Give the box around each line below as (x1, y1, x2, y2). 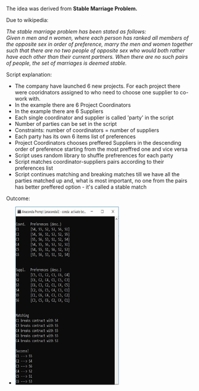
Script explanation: (6, 71, 52, 78)
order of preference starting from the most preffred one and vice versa (14, 145, 188, 152)
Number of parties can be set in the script (14, 120, 117, 127)
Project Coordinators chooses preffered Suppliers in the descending (14, 139, 182, 146)
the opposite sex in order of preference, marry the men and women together (6, 41, 193, 47)
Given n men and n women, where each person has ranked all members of (6, 34, 189, 41)
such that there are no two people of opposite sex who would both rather (6, 47, 185, 54)
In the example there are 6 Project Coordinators (14, 101, 131, 109)
